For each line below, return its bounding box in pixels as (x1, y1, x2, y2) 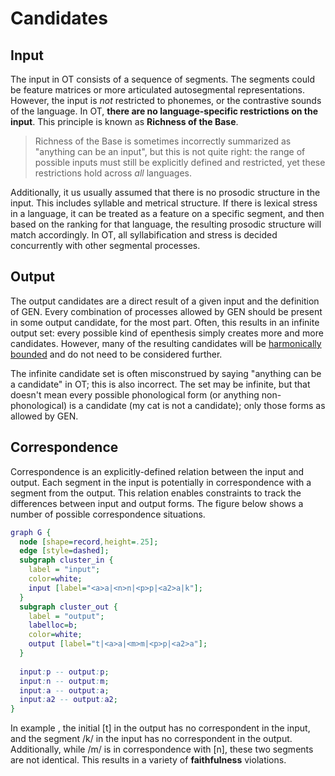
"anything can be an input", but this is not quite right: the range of (34, 146, 306, 157)
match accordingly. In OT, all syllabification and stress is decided (10, 229, 278, 241)
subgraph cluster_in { (19, 555, 114, 566)
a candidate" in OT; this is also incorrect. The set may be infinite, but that (10, 378, 311, 390)
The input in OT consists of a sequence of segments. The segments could (10, 73, 315, 85)
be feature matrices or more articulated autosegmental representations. (10, 84, 305, 96)
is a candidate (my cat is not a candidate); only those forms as (69, 399, 326, 411)
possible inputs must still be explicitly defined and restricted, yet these (34, 157, 326, 168)
